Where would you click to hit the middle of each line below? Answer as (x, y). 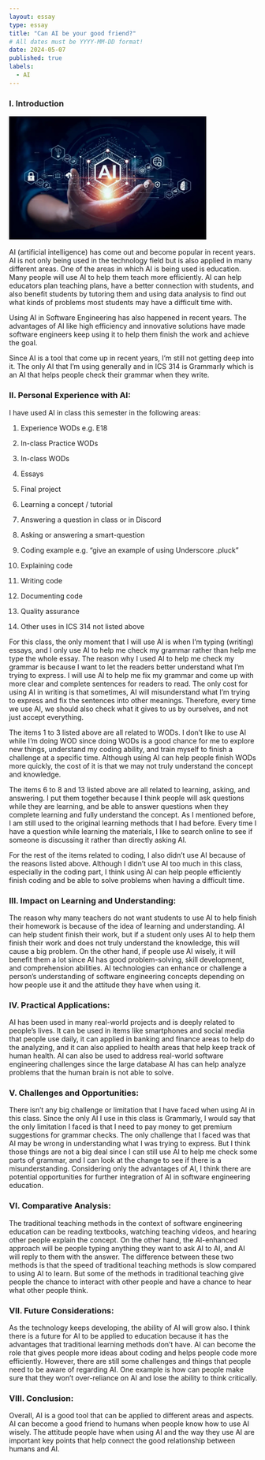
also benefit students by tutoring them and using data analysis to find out (128, 294)
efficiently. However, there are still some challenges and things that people (130, 1361)
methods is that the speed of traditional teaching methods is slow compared (132, 1264)
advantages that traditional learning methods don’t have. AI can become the (132, 1345)
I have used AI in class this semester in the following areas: (105, 412)
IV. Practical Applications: (60, 1005)
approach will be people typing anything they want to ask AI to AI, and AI (127, 1248)
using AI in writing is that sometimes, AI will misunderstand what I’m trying (130, 692)
